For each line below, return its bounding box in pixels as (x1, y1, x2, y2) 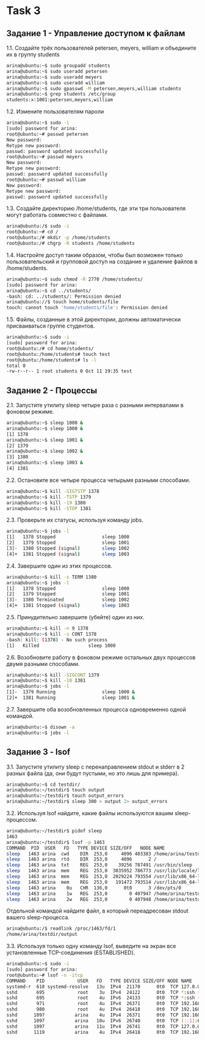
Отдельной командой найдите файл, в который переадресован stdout (6, 907, 189, 914)
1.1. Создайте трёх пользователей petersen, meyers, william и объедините (6, 44, 196, 51)
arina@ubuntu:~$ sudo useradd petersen (6, 68, 108, 74)
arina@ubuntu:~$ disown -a (6, 724, 75, 730)
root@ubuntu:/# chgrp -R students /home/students (6, 240, 135, 246)
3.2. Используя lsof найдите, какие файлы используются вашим (6, 810, 174, 816)
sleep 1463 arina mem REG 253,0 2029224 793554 (6, 873, 151, 880)
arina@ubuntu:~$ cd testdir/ (6, 782, 81, 788)
